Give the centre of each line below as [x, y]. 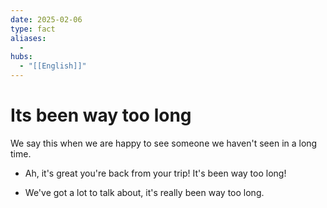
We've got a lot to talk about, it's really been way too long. [144, 192]
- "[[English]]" [53, 66]
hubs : [21, 57]
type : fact [33, 29]
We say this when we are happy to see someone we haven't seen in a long [164, 143]
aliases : [28, 38]
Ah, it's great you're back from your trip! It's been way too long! [155, 173]
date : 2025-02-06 [46, 19]
